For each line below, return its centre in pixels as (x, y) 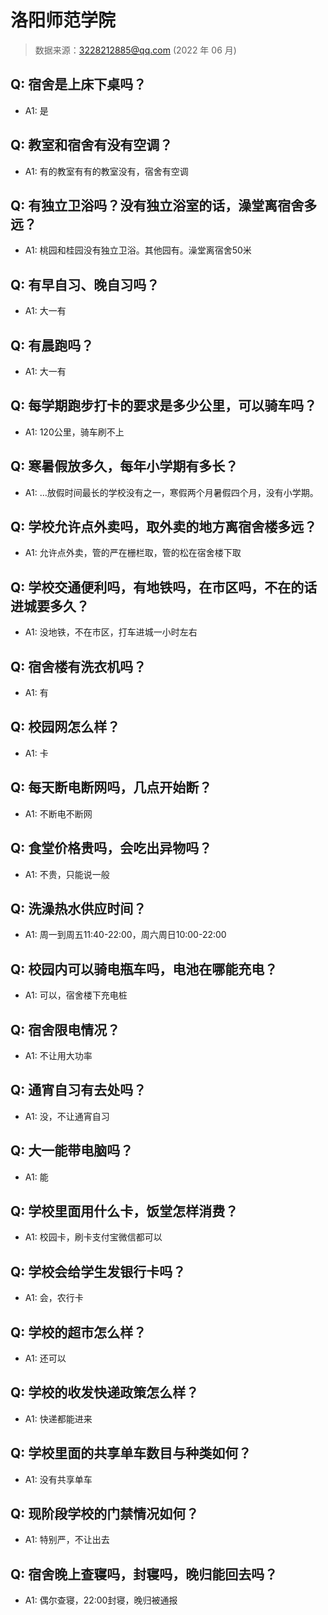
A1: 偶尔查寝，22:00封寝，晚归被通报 (101, 1600)
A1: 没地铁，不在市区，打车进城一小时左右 (111, 632)
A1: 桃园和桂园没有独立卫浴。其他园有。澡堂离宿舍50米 (138, 250)
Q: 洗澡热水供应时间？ (78, 908)
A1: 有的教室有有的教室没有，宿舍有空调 (106, 171)
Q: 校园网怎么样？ (65, 727)
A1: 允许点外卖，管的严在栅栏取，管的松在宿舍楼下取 (133, 553)
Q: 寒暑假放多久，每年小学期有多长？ (124, 466)
